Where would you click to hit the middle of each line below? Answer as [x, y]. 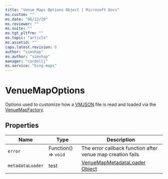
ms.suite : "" [19, 29]
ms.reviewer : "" [22, 24]
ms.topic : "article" [27, 38]
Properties [22, 126]
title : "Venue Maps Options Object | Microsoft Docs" [62, 10]
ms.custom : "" [20, 15]
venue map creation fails [110, 154]
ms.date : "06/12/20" [27, 19]
